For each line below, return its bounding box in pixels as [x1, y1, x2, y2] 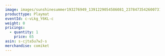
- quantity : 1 [9, 30, 38, 35]
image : [5, 7, 19, 12]
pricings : [5, 25, 26, 30]
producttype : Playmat [5, 12, 50, 17]
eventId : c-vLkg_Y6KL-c [5, 16, 54, 21]
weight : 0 [5, 20, 26, 26]
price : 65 [14, 35, 34, 39]
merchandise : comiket [5, 43, 50, 48]
